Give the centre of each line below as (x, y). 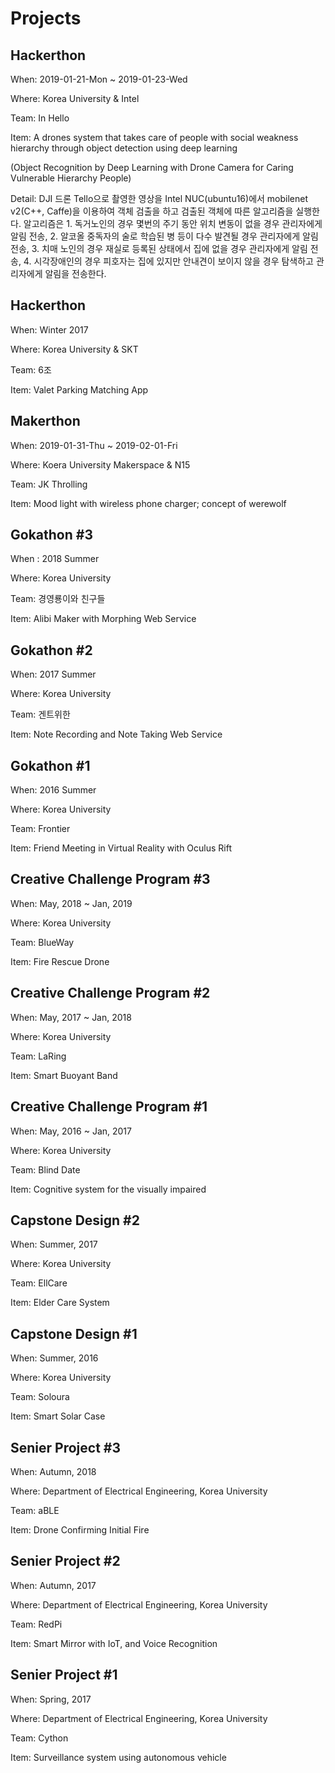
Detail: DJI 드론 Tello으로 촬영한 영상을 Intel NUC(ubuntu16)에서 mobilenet (159, 198)
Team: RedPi (36, 1624)
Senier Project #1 (64, 1675)
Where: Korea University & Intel (75, 98)
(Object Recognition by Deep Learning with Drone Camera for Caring (152, 167)
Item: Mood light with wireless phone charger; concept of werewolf (148, 503)
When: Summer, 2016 (54, 1358)
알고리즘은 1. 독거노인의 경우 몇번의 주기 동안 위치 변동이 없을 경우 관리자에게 (173, 223)
